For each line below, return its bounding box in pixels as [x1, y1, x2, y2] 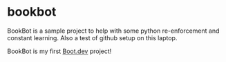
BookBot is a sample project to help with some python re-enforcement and [7, 27, 220, 35]
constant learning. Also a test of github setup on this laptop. [7, 33, 178, 42]
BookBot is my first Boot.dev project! [7, 47, 112, 55]
